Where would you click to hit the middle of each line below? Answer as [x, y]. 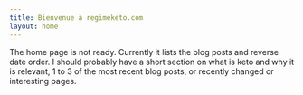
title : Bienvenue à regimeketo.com [76, 18]
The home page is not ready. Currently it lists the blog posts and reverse [144, 52]
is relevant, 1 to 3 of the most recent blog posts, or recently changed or [142, 71]
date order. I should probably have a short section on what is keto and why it [152, 62]
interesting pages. [43, 81]
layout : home [34, 26]
